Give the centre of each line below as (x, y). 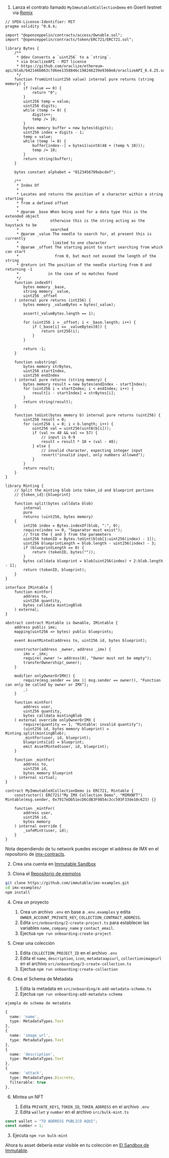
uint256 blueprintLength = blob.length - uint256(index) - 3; (90, 543)
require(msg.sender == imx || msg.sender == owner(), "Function (92, 680)
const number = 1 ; (24, 1126)
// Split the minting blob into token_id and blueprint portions (84, 490)
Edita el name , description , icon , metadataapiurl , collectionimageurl (91, 958)
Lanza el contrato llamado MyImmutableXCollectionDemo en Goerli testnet (87, 7)
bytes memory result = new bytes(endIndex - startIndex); (85, 384)
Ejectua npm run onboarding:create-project (66, 933)
